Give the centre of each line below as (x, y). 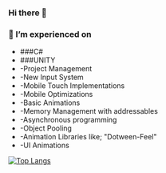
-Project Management (56, 69)
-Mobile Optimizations (56, 95)
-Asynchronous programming (68, 120)
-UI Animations (44, 145)
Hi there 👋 (28, 13)
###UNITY (38, 60)
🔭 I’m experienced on (50, 34)
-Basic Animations (50, 103)
